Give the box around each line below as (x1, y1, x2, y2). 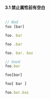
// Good (5, 59, 21, 64)
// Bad (5, 20, 18, 25)
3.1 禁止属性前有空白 (5, 4, 46, 10)
